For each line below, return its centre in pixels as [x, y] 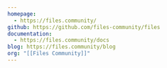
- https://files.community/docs [62, 40]
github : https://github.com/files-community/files [84, 27]
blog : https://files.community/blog [61, 47]
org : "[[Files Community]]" [49, 54]
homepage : [22, 14]
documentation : [30, 34]
